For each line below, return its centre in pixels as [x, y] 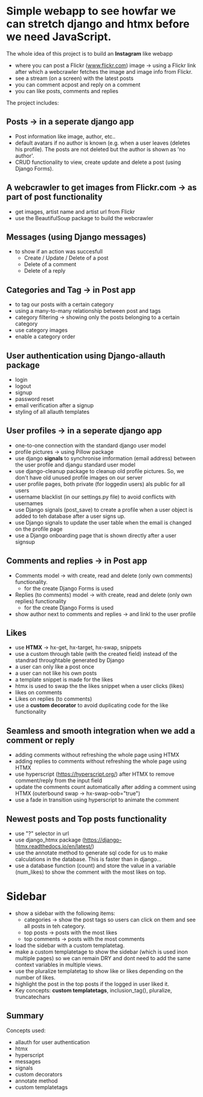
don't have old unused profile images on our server [79, 477]
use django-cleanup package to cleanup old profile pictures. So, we [99, 471]
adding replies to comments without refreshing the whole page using [101, 761]
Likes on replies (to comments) [53, 699]
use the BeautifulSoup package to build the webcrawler [84, 218]
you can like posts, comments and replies [67, 91]
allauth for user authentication [52, 1042]
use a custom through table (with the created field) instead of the [96, 654]
